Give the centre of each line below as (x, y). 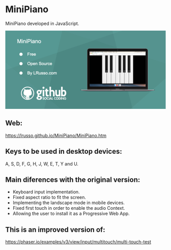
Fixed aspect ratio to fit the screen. (49, 198)
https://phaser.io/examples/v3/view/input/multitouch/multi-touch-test (78, 242)
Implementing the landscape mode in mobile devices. (68, 203)
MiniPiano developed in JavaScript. (42, 23)
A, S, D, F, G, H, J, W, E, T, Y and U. (42, 163)
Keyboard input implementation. (46, 192)
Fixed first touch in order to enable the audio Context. (69, 208)
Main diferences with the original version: (73, 180)
